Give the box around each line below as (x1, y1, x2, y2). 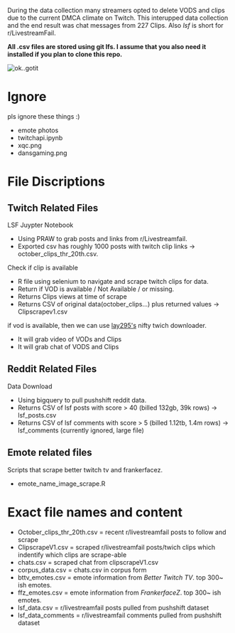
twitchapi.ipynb (17, 133, 63, 142)
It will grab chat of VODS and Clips (17, 342, 119, 351)
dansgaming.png (17, 149, 67, 157)
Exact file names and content (7, 504, 183, 520)
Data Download (7, 382, 53, 390)
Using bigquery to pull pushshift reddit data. (17, 395, 147, 404)
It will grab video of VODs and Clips (17, 334, 122, 344)
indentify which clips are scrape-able (17, 550, 127, 559)
